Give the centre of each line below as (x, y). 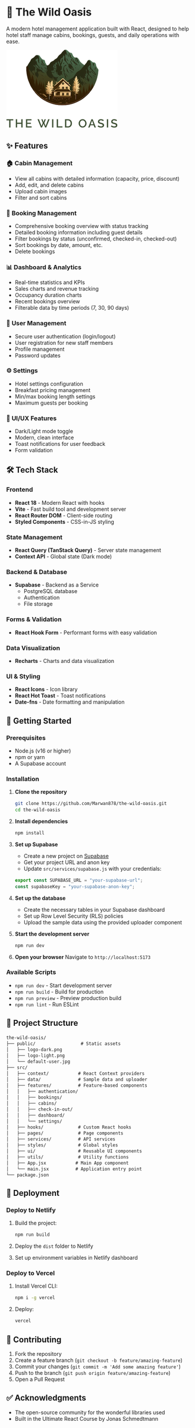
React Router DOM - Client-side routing (64, 515)
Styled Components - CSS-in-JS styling (65, 522)
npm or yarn (30, 757)
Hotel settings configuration (49, 384)
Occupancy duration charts (48, 295)
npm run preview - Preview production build (68, 998)
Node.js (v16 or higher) (43, 751)
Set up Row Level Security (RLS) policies (73, 916)
